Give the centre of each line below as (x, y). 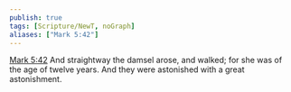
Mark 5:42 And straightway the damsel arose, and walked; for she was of (146, 60)
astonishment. (36, 79)
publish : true (36, 18)
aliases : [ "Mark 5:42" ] (54, 34)
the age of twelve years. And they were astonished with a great (127, 69)
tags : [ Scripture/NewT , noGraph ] (72, 26)
